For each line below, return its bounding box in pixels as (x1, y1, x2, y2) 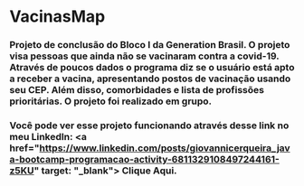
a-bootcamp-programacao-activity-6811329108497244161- (9, 153, 280, 166)
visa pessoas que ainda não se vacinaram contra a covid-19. (9, 50, 280, 62)
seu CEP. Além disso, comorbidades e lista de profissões (9, 84, 265, 97)
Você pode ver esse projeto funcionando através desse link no (9, 119, 290, 132)
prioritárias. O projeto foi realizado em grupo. (9, 95, 213, 107)
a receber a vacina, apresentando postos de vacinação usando (9, 72, 291, 85)
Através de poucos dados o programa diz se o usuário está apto (9, 61, 295, 74)
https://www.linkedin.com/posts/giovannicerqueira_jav (39, 142, 291, 154)
